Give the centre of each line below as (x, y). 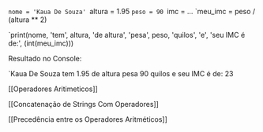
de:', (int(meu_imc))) (41, 43)
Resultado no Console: (45, 59)
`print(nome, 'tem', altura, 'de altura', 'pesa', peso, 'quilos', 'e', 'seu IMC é (127, 35)
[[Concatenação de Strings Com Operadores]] (84, 104)
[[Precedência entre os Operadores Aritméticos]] (88, 119)
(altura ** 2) (28, 20)
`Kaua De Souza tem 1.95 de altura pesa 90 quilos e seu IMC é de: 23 (121, 73)
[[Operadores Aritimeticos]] (53, 89)
